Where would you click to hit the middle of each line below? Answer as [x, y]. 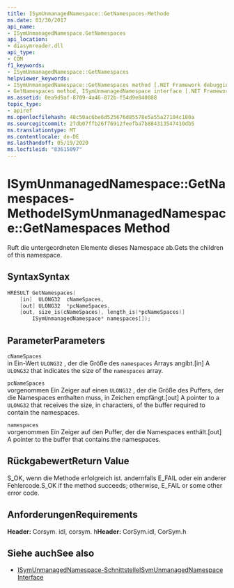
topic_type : [24, 104]
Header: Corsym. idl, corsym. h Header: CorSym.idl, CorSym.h [97, 531]
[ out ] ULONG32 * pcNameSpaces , [65, 306]
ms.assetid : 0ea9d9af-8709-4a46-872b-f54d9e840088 [82, 98]
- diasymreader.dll [36, 46]
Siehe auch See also [51, 553]
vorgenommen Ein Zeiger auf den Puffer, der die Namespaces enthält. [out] [114, 431]
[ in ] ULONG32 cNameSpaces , [62, 299]
